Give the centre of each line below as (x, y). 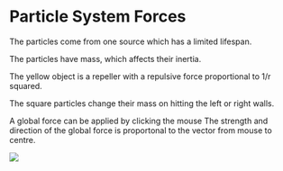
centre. (23, 139)
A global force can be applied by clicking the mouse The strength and (139, 121)
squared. (26, 85)
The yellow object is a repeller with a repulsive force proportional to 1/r (140, 76)
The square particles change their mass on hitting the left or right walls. (142, 103)
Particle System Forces (98, 17)
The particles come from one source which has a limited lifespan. (131, 41)
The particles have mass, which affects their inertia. (105, 58)
